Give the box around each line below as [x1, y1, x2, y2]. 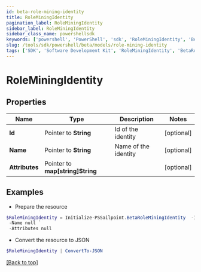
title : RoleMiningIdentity [6, 14, 74, 20]
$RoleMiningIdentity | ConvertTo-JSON [6, 248, 103, 254]
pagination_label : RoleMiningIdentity [6, 20, 103, 26]
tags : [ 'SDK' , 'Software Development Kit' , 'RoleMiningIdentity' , [6, 48, 175, 54]
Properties [6, 97, 47, 108]
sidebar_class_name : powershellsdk [6, 31, 95, 37]
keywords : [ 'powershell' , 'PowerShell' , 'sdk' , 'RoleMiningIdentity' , [6, 36, 186, 42]
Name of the [114, 142, 150, 150]
